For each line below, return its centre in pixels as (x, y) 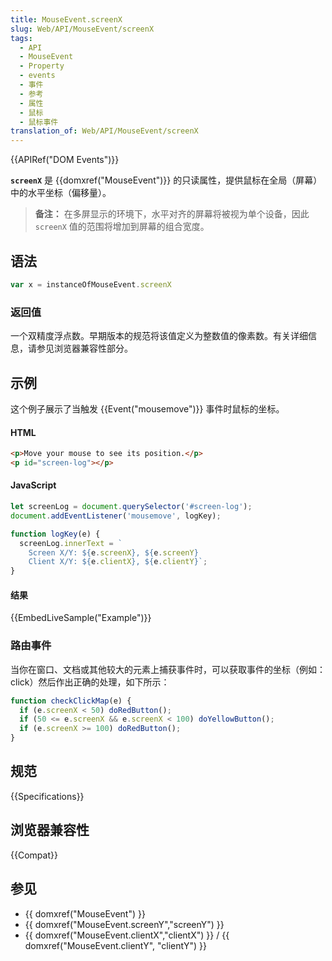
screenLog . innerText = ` (71, 543)
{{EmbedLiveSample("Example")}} (81, 618)
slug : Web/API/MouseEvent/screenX (82, 29)
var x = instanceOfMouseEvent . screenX (91, 284)
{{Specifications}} (47, 796)
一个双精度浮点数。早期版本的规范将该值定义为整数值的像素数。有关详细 (159, 336)
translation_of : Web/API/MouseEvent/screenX (104, 131)
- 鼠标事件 (39, 122)
